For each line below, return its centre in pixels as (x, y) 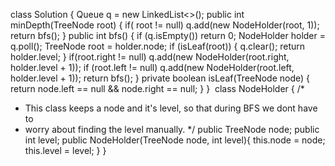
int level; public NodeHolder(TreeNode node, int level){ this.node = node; (175, 140)
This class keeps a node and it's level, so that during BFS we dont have (171, 108)
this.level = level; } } (65, 150)
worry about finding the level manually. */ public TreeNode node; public (172, 129)
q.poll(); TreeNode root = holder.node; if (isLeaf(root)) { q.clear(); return (158, 46)
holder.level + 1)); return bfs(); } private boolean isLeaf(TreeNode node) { (160, 78)
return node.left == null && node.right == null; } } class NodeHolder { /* (157, 88)
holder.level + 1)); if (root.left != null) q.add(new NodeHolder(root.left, (152, 67)
